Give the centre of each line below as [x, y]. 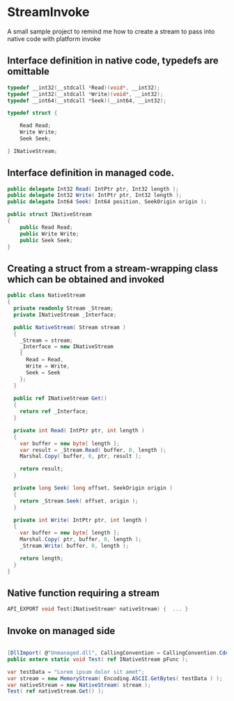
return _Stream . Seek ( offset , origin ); [79, 501]
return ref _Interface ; [54, 411]
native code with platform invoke [54, 38]
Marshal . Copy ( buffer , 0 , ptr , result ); [80, 457]
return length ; [42, 558]
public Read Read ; [46, 227]
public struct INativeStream [49, 214]
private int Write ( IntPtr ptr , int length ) [81, 520]
